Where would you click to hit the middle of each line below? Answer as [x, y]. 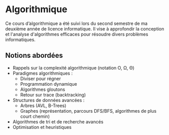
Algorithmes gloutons [43, 89]
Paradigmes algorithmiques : [42, 73]
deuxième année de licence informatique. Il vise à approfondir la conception [85, 28]
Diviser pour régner [41, 78]
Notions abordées [34, 56]
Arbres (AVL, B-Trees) [43, 106]
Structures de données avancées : [48, 100]
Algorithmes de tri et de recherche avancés [58, 122]
